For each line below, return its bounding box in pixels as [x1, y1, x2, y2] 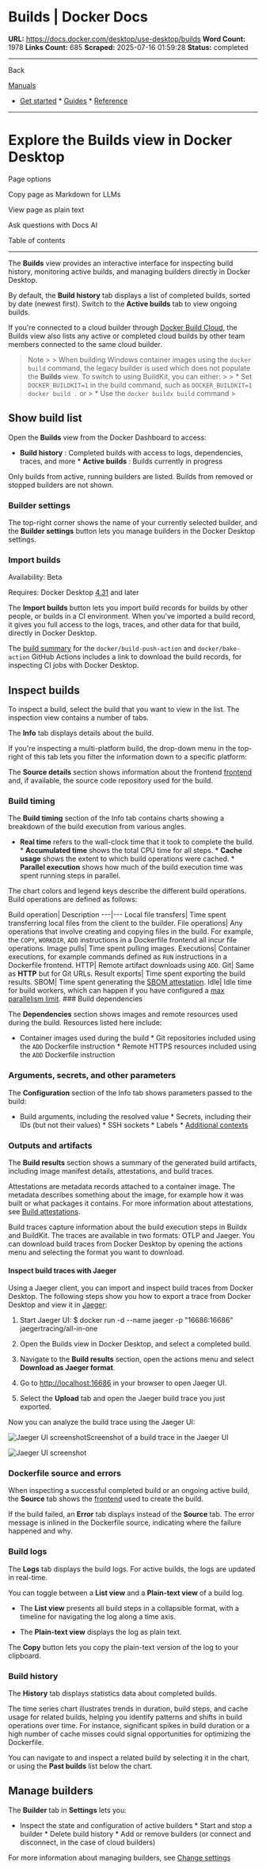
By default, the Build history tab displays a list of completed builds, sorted [8, 290, 251, 300]
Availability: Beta [8, 573, 63, 582]
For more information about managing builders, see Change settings [8, 1853, 231, 1862]
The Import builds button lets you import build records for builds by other [8, 603, 248, 613]
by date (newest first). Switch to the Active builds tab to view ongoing [8, 299, 237, 308]
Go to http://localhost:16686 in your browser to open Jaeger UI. [19, 1378, 227, 1388]
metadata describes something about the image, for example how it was [8, 1190, 244, 1199]
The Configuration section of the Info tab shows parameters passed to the [8, 1087, 253, 1097]
